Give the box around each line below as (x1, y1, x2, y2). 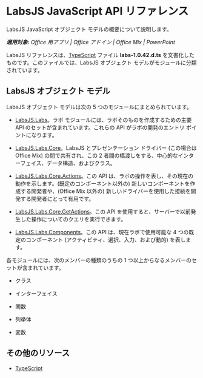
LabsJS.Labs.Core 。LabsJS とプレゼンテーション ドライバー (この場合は (15, 144, 197, 151)
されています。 (6, 66, 44, 73)
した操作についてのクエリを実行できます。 (20, 215, 126, 223)
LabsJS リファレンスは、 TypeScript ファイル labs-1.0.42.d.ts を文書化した (6, 51, 195, 58)
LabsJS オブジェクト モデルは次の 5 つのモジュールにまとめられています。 (6, 103, 192, 110)
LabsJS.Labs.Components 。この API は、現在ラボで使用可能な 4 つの (15, 228, 189, 235)
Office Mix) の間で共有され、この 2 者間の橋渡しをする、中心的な (15, 152, 179, 159)
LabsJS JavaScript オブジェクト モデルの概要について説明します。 (6, 25, 172, 33)
